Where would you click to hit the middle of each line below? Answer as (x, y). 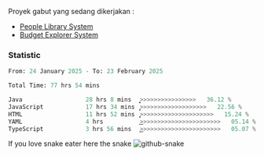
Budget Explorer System (59, 35)
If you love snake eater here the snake (70, 143)
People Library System (56, 26)
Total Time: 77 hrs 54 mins (54, 85)
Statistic (24, 55)
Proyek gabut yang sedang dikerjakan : (71, 11)
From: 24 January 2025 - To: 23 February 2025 (86, 71)
